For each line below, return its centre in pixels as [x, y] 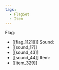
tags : [11, 10]
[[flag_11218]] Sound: [33, 42]
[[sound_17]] [25, 47]
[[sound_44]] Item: [31, 58]
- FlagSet [19, 14]
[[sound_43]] [25, 52]
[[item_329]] [25, 63]
